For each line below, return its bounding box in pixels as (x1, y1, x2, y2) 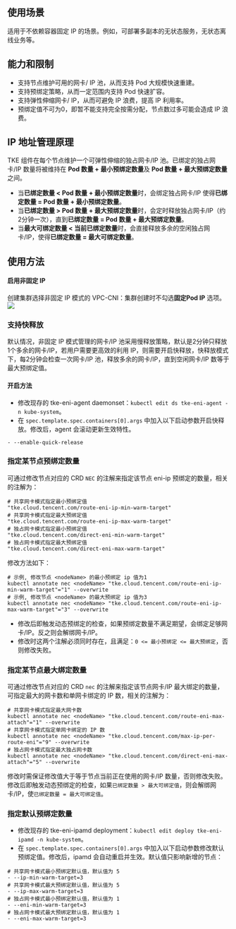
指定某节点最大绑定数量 (7, 665, 87, 675)
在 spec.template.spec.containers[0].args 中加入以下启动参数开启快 (17, 415, 218, 425)
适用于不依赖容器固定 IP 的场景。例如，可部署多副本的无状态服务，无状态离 (7, 27, 227, 35)
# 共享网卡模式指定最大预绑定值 (7, 511, 87, 518)
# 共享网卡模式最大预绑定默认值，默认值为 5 (7, 882, 120, 889)
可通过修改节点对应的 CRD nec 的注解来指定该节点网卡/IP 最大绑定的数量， (7, 683, 224, 691)
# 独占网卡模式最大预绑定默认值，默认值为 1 (7, 909, 120, 916)
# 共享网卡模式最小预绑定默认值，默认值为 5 (7, 868, 120, 875)
